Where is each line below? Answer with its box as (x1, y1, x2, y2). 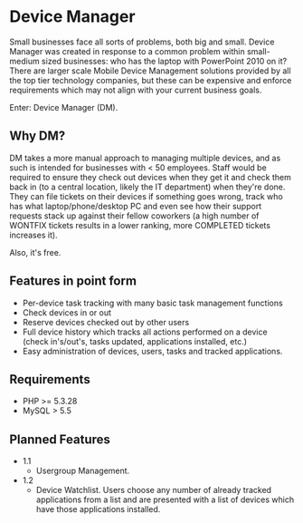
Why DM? (9, 129, 66, 144)
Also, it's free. (9, 247, 62, 257)
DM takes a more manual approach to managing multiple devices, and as (9, 152, 281, 163)
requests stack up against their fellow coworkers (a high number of (9, 210, 260, 221)
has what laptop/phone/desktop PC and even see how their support (9, 200, 262, 211)
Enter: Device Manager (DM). (9, 102, 118, 112)
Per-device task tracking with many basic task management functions (22, 297, 283, 308)
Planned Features (9, 431, 111, 447)
